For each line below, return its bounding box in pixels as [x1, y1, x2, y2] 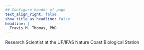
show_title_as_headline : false [5, 16, 70, 21]
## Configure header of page [5, 7, 66, 12]
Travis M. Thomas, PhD [9, 26, 57, 31]
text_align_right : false [5, 12, 57, 17]
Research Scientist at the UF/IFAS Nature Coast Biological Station [5, 39, 140, 45]
